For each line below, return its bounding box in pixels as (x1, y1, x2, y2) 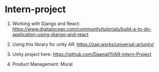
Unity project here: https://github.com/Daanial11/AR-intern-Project (12, 51, 152, 57)
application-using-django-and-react (12, 31, 89, 37)
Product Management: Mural (12, 61, 73, 67)
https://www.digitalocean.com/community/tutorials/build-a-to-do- (12, 26, 152, 32)
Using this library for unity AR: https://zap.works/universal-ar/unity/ (12, 41, 154, 47)
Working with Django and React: (12, 20, 80, 27)
